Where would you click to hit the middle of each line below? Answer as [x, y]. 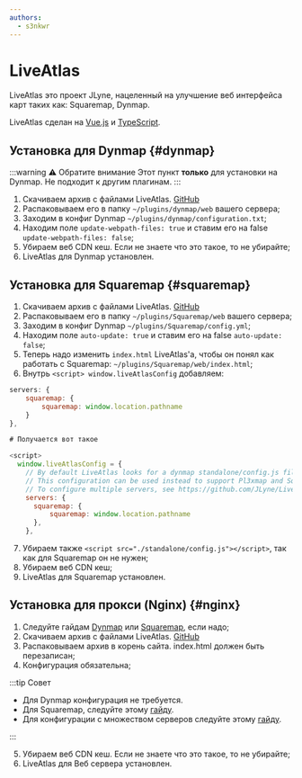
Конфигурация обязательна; [77, 665]
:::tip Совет [30, 682]
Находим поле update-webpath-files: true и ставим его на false [145, 228]
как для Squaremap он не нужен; [85, 558]
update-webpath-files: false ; [78, 237]
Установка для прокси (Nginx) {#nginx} [125, 605]
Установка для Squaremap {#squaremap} [130, 285]
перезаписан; [49, 655]
